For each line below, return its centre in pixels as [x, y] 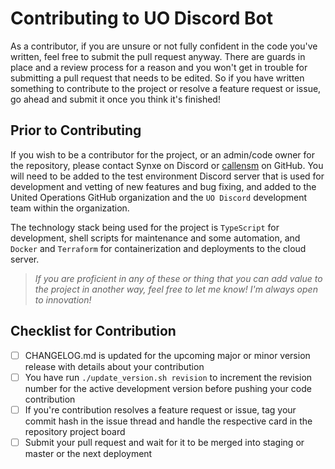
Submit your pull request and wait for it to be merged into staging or [164, 442]
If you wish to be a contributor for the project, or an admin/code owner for [162, 154]
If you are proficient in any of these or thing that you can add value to [178, 278]
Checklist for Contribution [93, 331]
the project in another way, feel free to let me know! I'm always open [176, 289]
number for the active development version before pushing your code [168, 388]
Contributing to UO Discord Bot [141, 18]
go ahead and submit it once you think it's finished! [115, 99]
